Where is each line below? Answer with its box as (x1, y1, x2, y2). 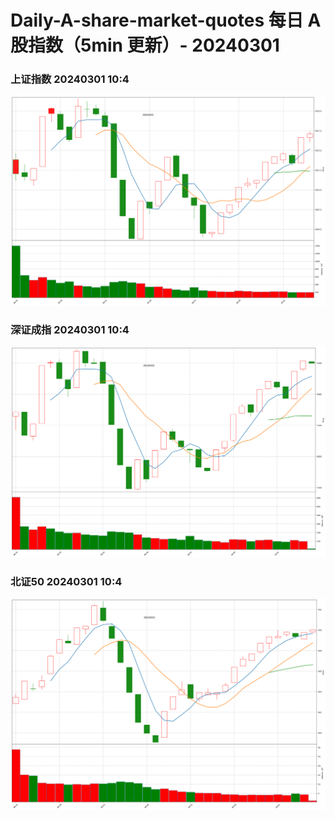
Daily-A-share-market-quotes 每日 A (10, 9, 322, 32)
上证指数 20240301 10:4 (10, 72, 130, 86)
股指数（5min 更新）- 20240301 (10, 34, 280, 57)
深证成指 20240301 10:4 (10, 323, 130, 337)
